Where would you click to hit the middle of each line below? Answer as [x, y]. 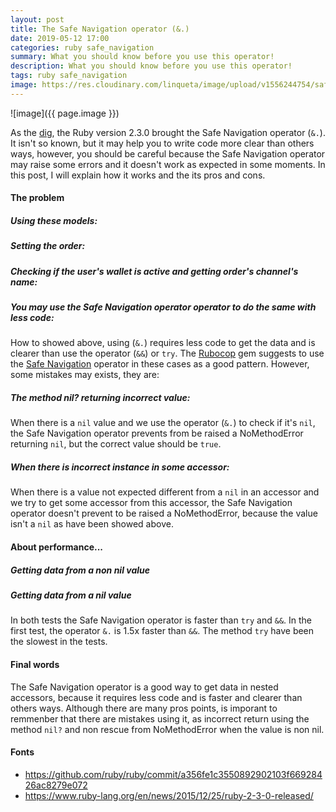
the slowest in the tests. [59, 642]
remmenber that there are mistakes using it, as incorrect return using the [160, 718]
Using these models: [54, 220]
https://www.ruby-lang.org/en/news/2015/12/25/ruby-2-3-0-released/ [169, 795]
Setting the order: [48, 246]
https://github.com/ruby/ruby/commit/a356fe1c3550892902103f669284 [173, 774]
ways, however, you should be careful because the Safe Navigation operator [168, 153]
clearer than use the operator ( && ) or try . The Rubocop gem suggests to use [167, 353]
